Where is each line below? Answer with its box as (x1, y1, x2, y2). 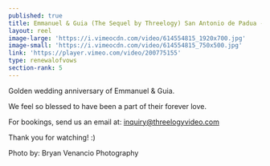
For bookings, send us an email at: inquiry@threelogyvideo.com (8, 117, 219, 127)
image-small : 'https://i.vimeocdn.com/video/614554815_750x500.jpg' (8, 42, 243, 50)
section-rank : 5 (8, 64, 63, 72)
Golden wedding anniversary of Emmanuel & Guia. (8, 86, 175, 95)
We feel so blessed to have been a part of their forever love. (8, 101, 207, 111)
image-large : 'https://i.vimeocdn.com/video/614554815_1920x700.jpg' (8, 34, 247, 43)
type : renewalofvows (8, 57, 78, 65)
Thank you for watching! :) (8, 132, 96, 142)
